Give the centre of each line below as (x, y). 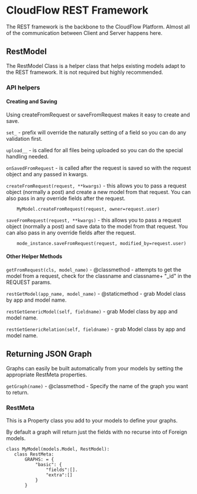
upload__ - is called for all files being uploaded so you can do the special (95, 150)
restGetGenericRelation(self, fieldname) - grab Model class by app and (96, 330)
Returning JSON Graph (49, 354)
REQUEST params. (29, 282)
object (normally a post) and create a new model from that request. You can (98, 192)
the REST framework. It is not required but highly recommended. (85, 72)
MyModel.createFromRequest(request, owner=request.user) (88, 209)
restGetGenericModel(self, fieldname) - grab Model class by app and (92, 312)
